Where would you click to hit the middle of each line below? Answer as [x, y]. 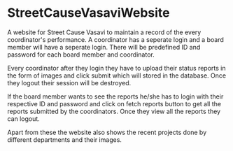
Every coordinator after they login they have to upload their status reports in [116, 68]
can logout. [23, 118]
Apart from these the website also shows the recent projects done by [107, 132]
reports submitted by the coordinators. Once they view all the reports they [114, 111]
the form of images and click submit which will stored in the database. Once [116, 75]
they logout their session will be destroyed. [69, 82]
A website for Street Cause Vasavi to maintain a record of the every [104, 32]
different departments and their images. [65, 139]
